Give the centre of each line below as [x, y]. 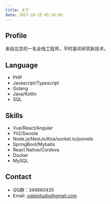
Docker [20, 155]
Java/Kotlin [25, 94]
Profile [16, 36]
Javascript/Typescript [36, 83]
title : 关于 [17, 10]
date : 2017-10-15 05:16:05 [34, 15]
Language [22, 65]
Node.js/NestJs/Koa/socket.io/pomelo [53, 139]
